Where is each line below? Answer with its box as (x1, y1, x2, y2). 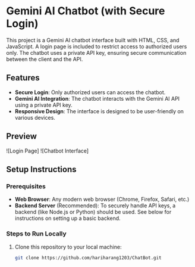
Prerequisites (6, 182, 46, 190)
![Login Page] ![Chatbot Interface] (6, 147, 89, 154)
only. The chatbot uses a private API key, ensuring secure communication (6, 49, 187, 56)
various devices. (14, 114, 55, 121)
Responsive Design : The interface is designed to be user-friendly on (14, 107, 184, 114)
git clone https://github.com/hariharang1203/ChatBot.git (14, 254, 162, 260)
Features (6, 73, 40, 83)
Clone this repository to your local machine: (14, 243, 122, 250)
